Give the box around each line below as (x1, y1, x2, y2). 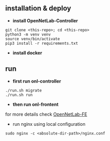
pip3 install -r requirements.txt (5, 41, 79, 46)
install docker (12, 49, 42, 55)
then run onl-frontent (12, 101, 59, 107)
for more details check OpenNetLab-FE (5, 111, 88, 117)
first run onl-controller (12, 78, 61, 84)
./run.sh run (5, 92, 33, 97)
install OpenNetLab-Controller (12, 17, 78, 23)
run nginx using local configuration (12, 121, 86, 127)
